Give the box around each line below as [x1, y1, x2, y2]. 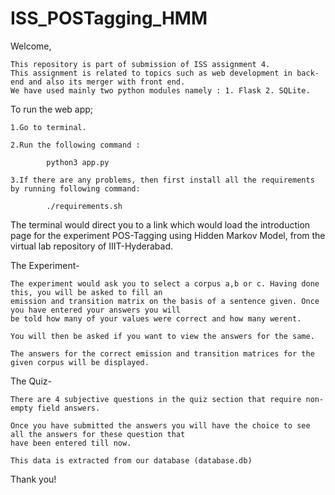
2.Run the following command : [10, 140, 141, 150]
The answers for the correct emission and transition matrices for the [10, 348, 315, 359]
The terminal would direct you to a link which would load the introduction [10, 218, 311, 231]
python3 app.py [46, 157, 110, 167]
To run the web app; [10, 103, 94, 115]
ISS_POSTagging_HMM [10, 7, 208, 30]
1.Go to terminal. [10, 122, 87, 132]
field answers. [36, 403, 101, 413]
